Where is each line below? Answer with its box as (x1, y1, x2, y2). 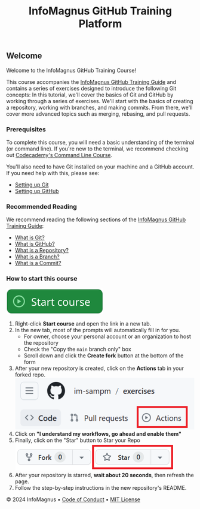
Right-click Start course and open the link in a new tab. (14, 320, 152, 327)
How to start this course (6, 275, 78, 283)
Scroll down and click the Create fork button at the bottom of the (23, 352, 184, 359)
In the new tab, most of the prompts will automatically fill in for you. (14, 326, 180, 333)
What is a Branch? (14, 253, 60, 260)
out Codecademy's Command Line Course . (6, 151, 112, 158)
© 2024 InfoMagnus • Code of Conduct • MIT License (6, 496, 140, 503)
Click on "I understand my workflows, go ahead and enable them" (14, 430, 182, 437)
